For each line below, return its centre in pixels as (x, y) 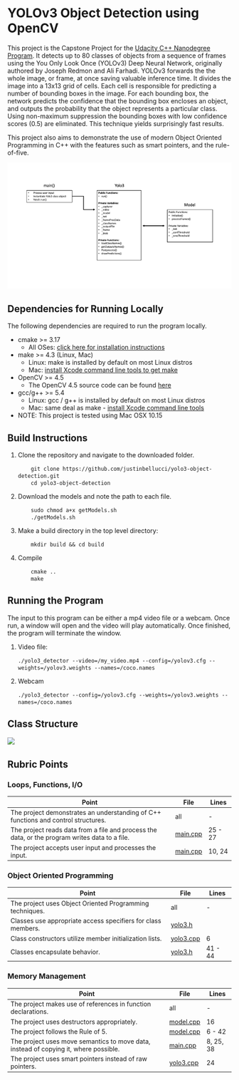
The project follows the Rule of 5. (59, 1032)
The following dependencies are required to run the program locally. (107, 326)
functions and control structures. (58, 820)
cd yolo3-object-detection (71, 483)
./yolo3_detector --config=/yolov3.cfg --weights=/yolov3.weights (118, 695)
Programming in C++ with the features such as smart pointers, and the (111, 145)
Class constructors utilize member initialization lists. (86, 938)
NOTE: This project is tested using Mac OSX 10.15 (90, 415)
